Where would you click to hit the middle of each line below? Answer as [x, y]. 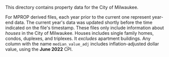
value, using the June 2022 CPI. [39, 49]
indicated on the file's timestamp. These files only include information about [84, 28]
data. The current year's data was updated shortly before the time [83, 22]
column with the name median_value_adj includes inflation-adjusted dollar [82, 44]
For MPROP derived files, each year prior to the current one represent [78, 17]
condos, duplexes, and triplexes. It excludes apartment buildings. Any [78, 38]
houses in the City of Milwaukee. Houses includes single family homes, [79, 33]
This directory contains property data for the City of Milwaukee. [72, 7]
